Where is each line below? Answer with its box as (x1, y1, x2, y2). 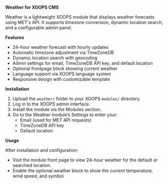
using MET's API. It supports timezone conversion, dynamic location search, (5, 20, 163, 25)
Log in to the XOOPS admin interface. (12, 101, 91, 107)
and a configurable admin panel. (5, 25, 72, 31)
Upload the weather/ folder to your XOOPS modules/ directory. (12, 96, 141, 102)
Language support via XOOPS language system (12, 71, 112, 77)
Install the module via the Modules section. (12, 107, 102, 112)
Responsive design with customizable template (12, 76, 110, 82)
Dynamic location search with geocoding (12, 55, 98, 61)
